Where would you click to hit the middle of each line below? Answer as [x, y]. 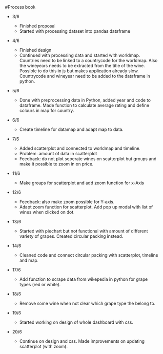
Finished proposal [37, 26]
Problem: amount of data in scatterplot [58, 154]
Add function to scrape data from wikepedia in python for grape [83, 279]
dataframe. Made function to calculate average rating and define [84, 105]
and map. [29, 260]
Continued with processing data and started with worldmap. [80, 55]
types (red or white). [40, 284]
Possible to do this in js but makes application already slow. [79, 71]
